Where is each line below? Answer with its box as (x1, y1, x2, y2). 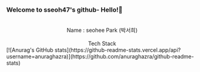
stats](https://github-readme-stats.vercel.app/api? (54, 46, 181, 54)
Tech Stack (88, 40, 117, 48)
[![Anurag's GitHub (6, 46, 53, 54)
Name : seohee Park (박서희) (66, 27, 138, 34)
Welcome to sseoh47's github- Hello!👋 (6, 5, 123, 14)
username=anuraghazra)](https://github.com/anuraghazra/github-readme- (6, 53, 195, 60)
